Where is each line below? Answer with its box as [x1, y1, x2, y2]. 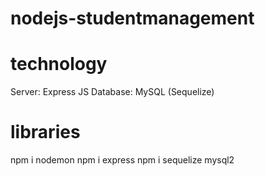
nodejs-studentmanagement [10, 7, 255, 30]
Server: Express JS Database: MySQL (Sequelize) [10, 86, 215, 98]
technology [10, 53, 108, 76]
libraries [10, 121, 81, 144]
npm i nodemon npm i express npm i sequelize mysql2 [10, 154, 235, 166]
